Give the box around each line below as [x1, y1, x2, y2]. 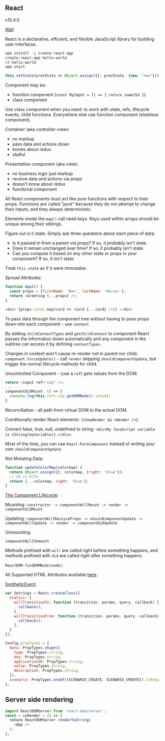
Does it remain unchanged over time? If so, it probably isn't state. [12, 245, 144, 251]
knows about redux [12, 146, 52, 152]
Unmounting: [5, 529, 31, 535]
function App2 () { [5, 285, 43, 289]
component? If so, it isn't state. [12, 256, 75, 262]
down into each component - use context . [5, 321, 90, 327]
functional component [12, 186, 57, 192]
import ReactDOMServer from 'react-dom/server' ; [5, 709, 107, 713]
